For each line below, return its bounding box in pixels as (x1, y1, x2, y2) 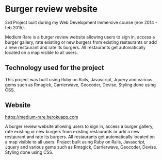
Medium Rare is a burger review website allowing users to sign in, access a (5, 34, 155, 40)
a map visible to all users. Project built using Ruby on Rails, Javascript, (5, 139, 146, 144)
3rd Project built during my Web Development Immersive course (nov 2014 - (5, 19, 158, 25)
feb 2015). (5, 24, 25, 30)
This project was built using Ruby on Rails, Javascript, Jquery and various (5, 76, 153, 82)
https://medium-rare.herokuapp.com (5, 114, 79, 120)
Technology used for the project (5, 64, 104, 72)
